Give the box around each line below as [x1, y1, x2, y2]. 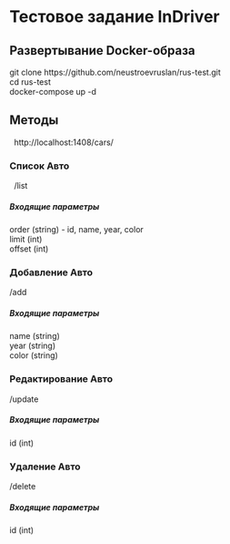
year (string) [9, 340, 56, 352]
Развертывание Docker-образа [9, 43, 195, 58]
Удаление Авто [9, 460, 81, 473]
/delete [9, 480, 36, 491]
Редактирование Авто [9, 373, 114, 385]
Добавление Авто [9, 266, 94, 279]
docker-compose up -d [9, 87, 97, 97]
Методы [9, 112, 59, 128]
